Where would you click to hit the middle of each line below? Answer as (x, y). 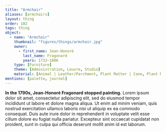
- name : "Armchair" (30, 38)
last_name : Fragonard (45, 56)
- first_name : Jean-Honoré (46, 51)
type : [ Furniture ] (33, 65)
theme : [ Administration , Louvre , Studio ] (57, 70)
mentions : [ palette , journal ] (36, 79)
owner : (21, 46)
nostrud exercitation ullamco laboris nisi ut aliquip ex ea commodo (72, 108)
